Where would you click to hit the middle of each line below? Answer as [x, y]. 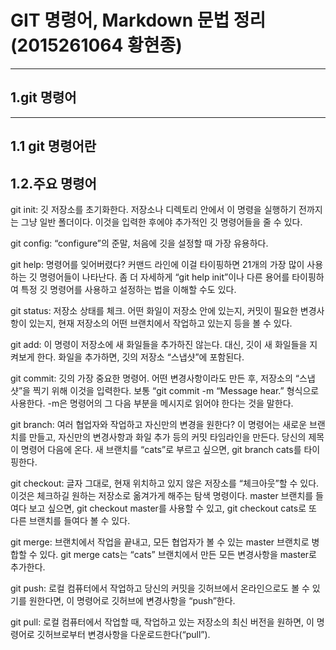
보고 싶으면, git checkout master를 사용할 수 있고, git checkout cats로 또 [172, 508]
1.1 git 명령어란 [53, 146]
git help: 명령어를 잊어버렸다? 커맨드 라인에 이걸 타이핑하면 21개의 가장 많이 [157, 264]
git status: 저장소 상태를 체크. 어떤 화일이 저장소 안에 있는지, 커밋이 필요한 [154, 310]
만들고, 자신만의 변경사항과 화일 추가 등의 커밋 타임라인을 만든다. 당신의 [167, 437]
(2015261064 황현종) [96, 45]
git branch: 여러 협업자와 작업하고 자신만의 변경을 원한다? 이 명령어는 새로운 [159, 424]
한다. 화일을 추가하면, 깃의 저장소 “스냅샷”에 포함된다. [140, 357]
